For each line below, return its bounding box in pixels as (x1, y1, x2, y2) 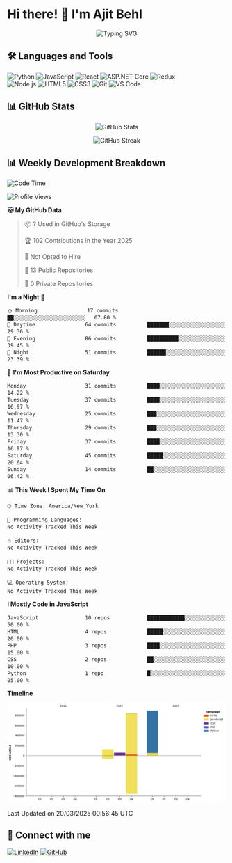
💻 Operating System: (7, 579, 69, 587)
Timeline (7, 689, 33, 698)
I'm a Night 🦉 (7, 293, 45, 301)
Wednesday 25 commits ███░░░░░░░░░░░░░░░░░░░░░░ (7, 411, 226, 418)
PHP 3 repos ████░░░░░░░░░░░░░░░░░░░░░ (7, 642, 226, 649)
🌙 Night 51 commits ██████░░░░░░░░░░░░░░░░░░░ (7, 349, 226, 356)
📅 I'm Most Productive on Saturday (7, 368, 110, 377)
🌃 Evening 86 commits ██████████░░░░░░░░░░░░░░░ (7, 335, 226, 342)
